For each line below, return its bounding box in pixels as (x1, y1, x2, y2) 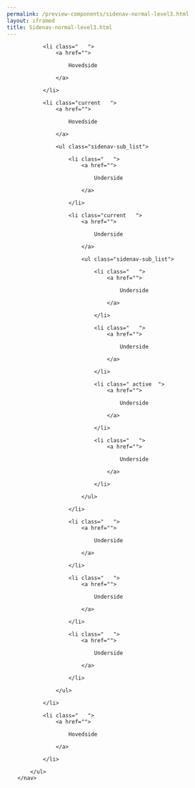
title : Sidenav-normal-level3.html (6, 24, 113, 31)
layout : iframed (6, 17, 55, 24)
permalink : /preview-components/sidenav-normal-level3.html (6, 10, 190, 18)
